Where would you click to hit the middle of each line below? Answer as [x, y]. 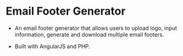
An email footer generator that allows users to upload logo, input [96, 28]
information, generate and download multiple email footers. [89, 34]
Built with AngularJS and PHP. [52, 46]
